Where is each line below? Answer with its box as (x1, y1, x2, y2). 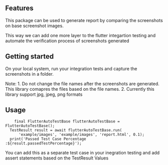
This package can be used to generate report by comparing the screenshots (5, 17, 163, 23)
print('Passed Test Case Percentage (10, 136, 86, 142)
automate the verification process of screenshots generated (5, 38, 129, 44)
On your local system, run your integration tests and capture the (5, 65, 137, 72)
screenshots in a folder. (5, 71, 54, 77)
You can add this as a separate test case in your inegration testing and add (5, 150, 160, 156)
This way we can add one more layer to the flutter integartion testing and (5, 32, 156, 38)
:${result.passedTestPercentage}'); (5, 141, 82, 146)
